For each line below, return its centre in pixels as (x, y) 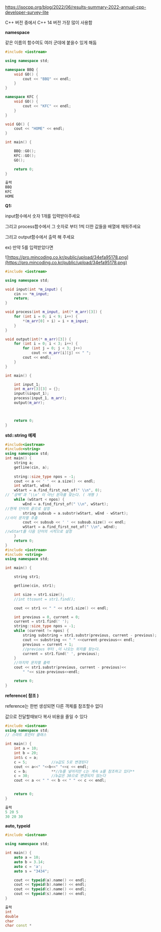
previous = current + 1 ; (48, 644)
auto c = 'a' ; (28, 866)
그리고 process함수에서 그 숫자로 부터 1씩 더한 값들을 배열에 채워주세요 (73, 226)
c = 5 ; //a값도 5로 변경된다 (51, 762)
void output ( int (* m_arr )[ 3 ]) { (38, 339)
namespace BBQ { (22, 69)
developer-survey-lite (27, 12)
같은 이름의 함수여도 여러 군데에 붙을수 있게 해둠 (51, 42)
